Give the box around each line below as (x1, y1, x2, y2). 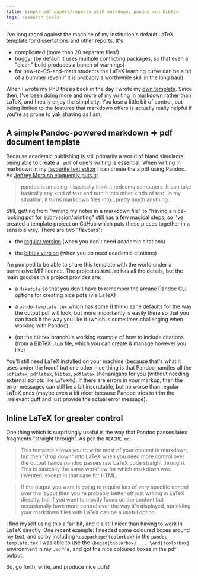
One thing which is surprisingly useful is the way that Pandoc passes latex (6, 429, 188, 436)
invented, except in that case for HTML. (20, 472, 117, 479)
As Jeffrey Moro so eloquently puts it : (6, 172, 98, 179)
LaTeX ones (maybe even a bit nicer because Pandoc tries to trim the (6, 389, 175, 396)
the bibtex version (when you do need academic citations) (14, 249, 157, 256)
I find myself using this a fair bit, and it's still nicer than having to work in (6, 520, 183, 527)
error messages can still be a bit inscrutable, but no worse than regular (6, 383, 179, 390)
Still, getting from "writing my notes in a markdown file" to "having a (6, 208, 172, 215)
